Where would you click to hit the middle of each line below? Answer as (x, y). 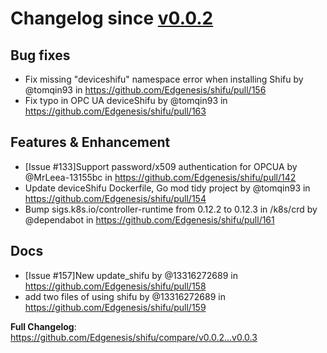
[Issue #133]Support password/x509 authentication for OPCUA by (161, 166)
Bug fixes (40, 55)
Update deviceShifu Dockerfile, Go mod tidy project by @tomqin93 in (167, 188)
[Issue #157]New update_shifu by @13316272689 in (131, 275)
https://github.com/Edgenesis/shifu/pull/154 (115, 198)
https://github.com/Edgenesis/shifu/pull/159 (115, 307)
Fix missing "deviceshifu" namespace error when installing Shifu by (164, 79)
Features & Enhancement (90, 142)
